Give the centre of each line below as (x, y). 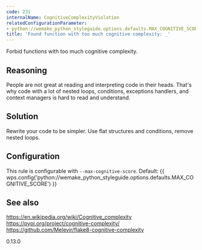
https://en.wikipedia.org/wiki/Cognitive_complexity (69, 217)
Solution (22, 117)
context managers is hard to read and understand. (68, 98)
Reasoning (27, 70)
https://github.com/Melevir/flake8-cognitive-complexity (75, 230)
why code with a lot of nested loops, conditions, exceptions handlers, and (98, 91)
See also (23, 202)
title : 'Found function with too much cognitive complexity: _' (88, 34)
